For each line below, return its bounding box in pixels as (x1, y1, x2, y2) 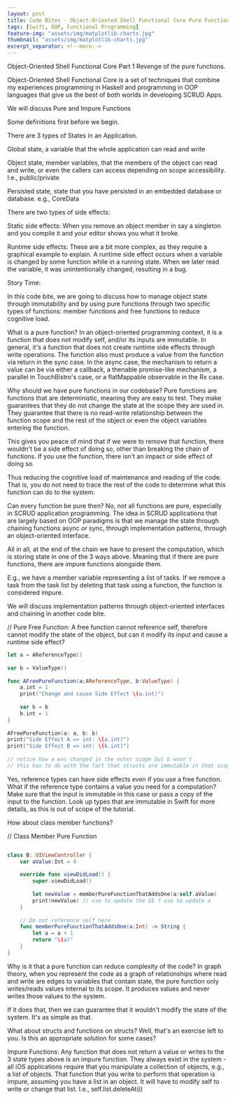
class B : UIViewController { (7, 851, 92, 859)
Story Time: (7, 278, 41, 287)
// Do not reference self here (20, 916, 111, 924)
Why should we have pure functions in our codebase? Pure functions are (7, 386, 218, 395)
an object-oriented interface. (7, 531, 90, 540)
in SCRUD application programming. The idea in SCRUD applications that (7, 509, 218, 517)
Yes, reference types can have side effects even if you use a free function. (7, 775, 222, 783)
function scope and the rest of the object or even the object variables (7, 416, 208, 424)
